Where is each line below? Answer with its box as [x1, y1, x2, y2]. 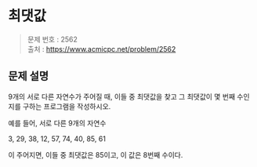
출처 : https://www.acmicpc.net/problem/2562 [27, 44, 176, 53]
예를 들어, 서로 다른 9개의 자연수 [8, 118, 107, 128]
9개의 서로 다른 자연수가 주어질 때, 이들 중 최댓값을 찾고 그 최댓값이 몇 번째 [8, 92, 236, 101]
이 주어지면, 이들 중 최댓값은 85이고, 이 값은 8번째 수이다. [8, 150, 183, 159]
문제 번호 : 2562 [27, 34, 78, 44]
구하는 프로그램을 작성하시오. [22, 101, 111, 111]
